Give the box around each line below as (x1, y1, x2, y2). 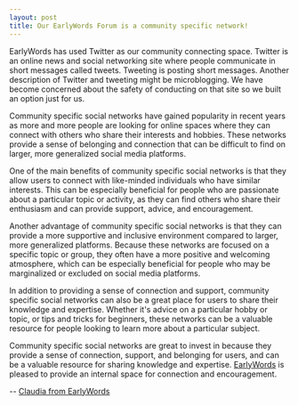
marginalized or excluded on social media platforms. (9, 268, 201, 279)
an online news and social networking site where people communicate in (9, 55, 276, 66)
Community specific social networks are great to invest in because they (9, 340, 272, 351)
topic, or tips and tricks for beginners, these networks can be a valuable (9, 313, 273, 324)
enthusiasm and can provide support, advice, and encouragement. (9, 203, 254, 214)
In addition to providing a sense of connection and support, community (9, 285, 270, 296)
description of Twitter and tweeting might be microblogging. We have (9, 74, 264, 85)
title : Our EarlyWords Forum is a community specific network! (9, 21, 249, 30)
